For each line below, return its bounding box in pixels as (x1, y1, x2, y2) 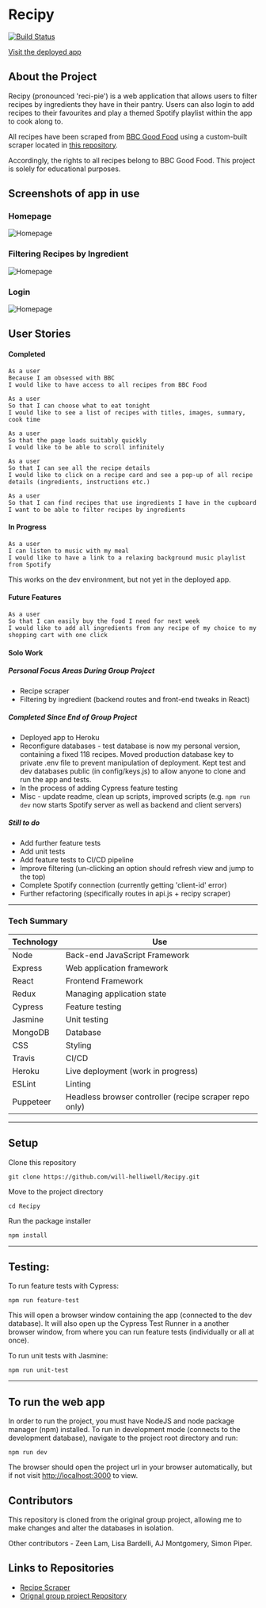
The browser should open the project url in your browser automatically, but (8, 1462, 253, 1472)
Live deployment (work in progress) (66, 1065, 199, 1076)
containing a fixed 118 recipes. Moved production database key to (19, 749, 234, 758)
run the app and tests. (19, 774, 92, 784)
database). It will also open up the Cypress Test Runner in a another (8, 1319, 230, 1328)
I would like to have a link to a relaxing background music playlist (8, 553, 246, 562)
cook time (8, 415, 41, 423)
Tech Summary (8, 915, 69, 926)
